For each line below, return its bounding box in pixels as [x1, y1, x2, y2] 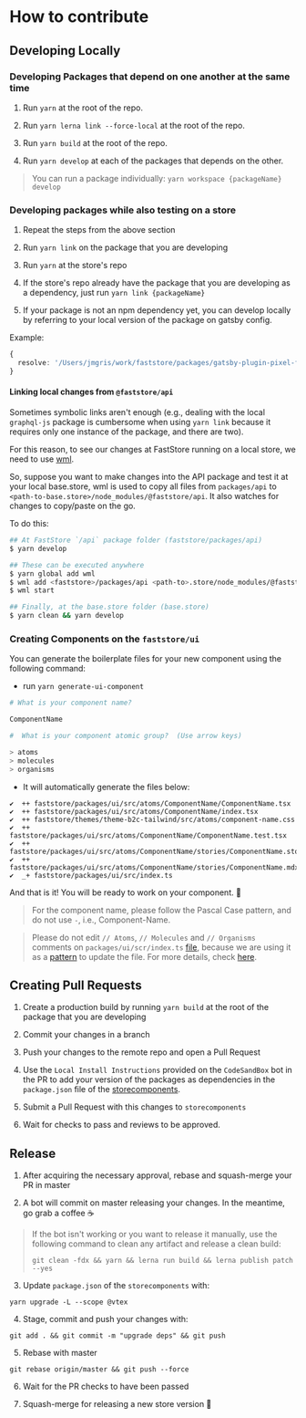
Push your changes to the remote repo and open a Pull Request [22, 1047, 261, 1058]
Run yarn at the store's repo [22, 260, 127, 271]
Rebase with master [22, 1348, 97, 1359]
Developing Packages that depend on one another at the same [9, 70, 291, 83]
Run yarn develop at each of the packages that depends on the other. [22, 155, 284, 166]
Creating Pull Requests [9, 977, 143, 993]
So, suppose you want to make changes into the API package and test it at [9, 472, 289, 482]
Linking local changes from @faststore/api [9, 386, 174, 398]
